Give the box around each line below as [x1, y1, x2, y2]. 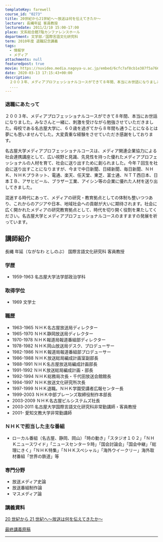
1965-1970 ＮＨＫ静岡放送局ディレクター [12, 331, 94, 336]
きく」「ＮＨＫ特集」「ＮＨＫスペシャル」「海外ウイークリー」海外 [20, 447, 150, 453]
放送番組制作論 [12, 485, 42, 491]
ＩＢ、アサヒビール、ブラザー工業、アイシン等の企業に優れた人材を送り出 [9, 178, 158, 184]
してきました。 [5, 184, 35, 190]
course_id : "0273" [5, 12, 42, 17]
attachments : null [5, 57, 42, 62]
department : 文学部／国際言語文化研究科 [5, 35, 79, 39]
